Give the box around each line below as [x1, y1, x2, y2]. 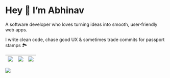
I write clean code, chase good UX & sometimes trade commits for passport [5, 36, 165, 43]
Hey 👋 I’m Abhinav [5, 5, 85, 16]
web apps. [5, 26, 28, 32]
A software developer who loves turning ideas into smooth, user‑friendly [5, 21, 158, 27]
